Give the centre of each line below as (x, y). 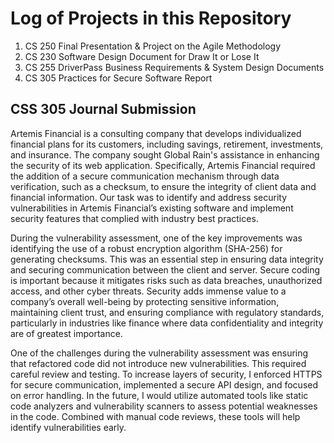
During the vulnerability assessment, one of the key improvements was (156, 238)
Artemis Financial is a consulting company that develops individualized (156, 133)
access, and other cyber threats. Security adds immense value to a (148, 291)
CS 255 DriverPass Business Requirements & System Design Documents (174, 67)
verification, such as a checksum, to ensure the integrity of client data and (163, 186)
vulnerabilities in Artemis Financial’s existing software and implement (152, 208)
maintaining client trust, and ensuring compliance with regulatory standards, (167, 312)
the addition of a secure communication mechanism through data (145, 176)
